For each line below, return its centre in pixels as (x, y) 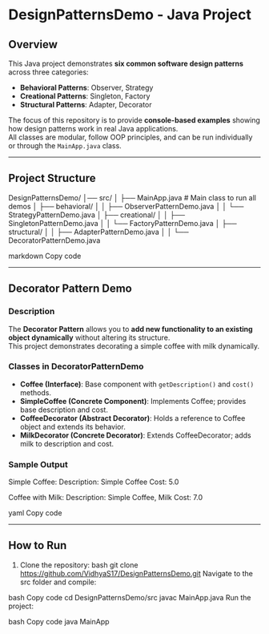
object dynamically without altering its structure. (89, 337)
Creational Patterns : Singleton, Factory (85, 96)
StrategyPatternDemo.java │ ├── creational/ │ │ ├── (97, 215)
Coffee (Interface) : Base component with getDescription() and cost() (137, 384)
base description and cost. (64, 410)
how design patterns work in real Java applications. (93, 129)
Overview (33, 44)
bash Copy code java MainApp (59, 621)
